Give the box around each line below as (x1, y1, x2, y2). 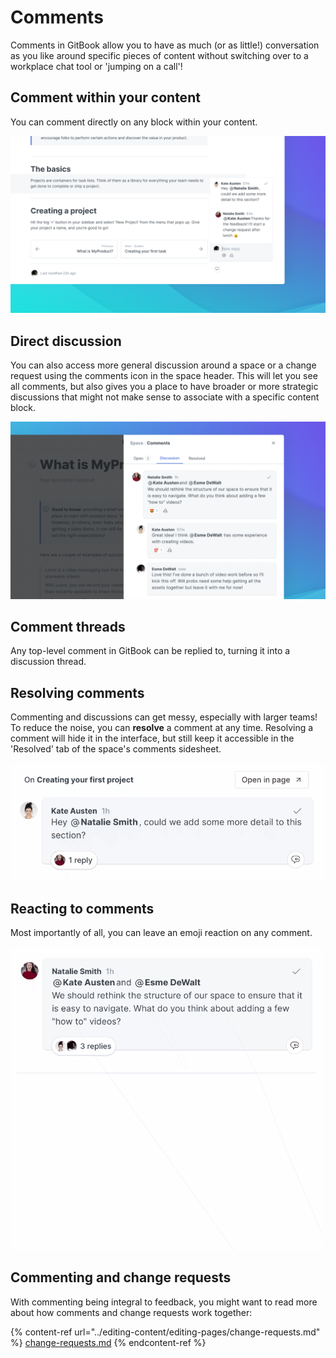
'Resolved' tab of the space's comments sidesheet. (10, 743, 222, 755)
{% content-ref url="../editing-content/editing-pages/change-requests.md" (10, 1326, 321, 1338)
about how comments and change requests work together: (10, 1306, 253, 1318)
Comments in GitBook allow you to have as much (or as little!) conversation (10, 39, 320, 51)
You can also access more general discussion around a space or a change (10, 359, 317, 371)
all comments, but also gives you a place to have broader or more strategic (10, 381, 319, 393)
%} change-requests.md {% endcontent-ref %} (10, 1336, 207, 1348)
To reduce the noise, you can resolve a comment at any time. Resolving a (10, 722, 314, 734)
